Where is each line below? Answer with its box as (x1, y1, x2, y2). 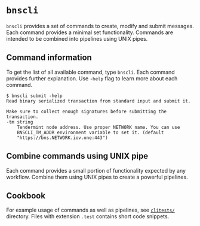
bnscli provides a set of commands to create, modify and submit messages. (6, 22, 194, 29)
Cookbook (6, 191, 46, 201)
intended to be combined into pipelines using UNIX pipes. (6, 35, 148, 42)
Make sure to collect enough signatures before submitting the (6, 109, 167, 114)
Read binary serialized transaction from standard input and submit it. (6, 98, 191, 104)
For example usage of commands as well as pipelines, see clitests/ (6, 206, 175, 214)
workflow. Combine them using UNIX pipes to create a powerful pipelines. (6, 173, 188, 180)
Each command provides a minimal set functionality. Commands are (6, 29, 174, 36)
